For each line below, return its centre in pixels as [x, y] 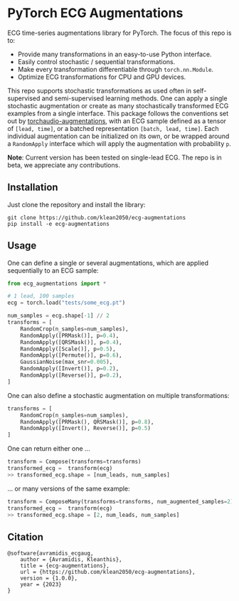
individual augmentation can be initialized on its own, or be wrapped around [118, 136]
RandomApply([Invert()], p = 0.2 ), [70, 369]
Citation [26, 537]
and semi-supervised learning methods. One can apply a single [134, 98]
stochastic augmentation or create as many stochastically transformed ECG [118, 105]
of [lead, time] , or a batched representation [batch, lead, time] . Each [113, 128]
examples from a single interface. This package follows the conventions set [118, 113]
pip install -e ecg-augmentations [59, 224]
